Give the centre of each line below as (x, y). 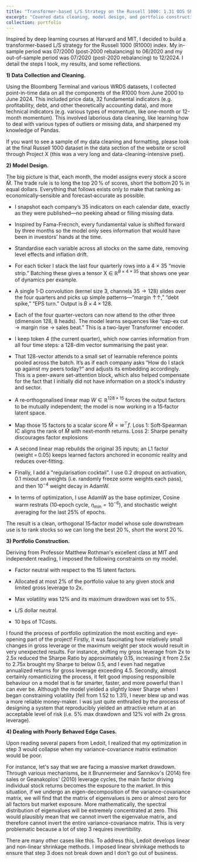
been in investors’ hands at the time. (58, 237)
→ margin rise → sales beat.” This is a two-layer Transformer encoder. (99, 328)
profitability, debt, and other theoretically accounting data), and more (89, 106)
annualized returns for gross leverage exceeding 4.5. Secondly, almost (91, 671)
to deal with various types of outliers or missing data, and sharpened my (94, 124)
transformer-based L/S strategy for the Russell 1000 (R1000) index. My (92, 45)
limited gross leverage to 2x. (49, 588)
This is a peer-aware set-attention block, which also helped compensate (102, 375)
